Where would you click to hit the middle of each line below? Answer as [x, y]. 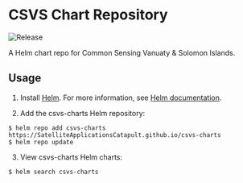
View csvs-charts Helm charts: [71, 157]
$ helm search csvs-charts [54, 172]
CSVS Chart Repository [88, 15]
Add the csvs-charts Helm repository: [82, 113]
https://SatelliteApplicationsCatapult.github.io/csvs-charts [115, 135]
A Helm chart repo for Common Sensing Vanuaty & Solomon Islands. [122, 52]
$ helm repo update [41, 142]
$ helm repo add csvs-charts [57, 128]
